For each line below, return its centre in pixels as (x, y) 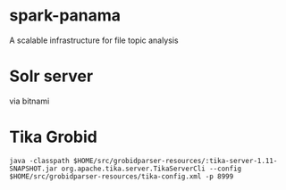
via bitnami (29, 101)
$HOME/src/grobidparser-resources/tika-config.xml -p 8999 (122, 176)
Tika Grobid (54, 137)
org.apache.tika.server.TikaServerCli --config (151, 169)
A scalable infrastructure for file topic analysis (94, 40)
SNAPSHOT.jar (34, 169)
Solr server (51, 76)
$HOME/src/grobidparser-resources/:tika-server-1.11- (175, 161)
